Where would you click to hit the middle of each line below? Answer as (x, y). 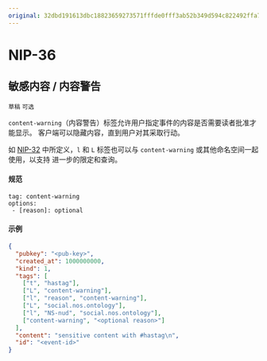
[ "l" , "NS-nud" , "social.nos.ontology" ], (92, 313)
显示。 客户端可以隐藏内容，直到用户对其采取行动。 (99, 132)
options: (23, 203)
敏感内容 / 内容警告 (55, 86)
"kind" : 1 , (33, 269)
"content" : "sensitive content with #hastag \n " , (97, 335)
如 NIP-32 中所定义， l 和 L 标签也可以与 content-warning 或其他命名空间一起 (133, 149)
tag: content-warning (44, 196)
